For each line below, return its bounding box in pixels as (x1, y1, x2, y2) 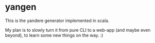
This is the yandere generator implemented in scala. (5, 18, 110, 23)
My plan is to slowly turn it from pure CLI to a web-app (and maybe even (5, 27, 151, 33)
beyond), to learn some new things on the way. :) (5, 32, 103, 38)
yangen (5, 1, 37, 13)
